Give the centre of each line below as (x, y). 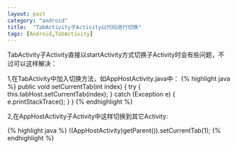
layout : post (27, 14)
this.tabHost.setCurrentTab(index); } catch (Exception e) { (91, 94)
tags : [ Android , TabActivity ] (50, 34)
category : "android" (38, 21)
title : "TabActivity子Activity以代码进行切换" (74, 27)
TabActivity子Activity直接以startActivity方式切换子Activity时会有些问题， (113, 55)
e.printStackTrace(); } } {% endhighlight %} (70, 102)
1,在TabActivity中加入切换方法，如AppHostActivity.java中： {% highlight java (119, 79)
